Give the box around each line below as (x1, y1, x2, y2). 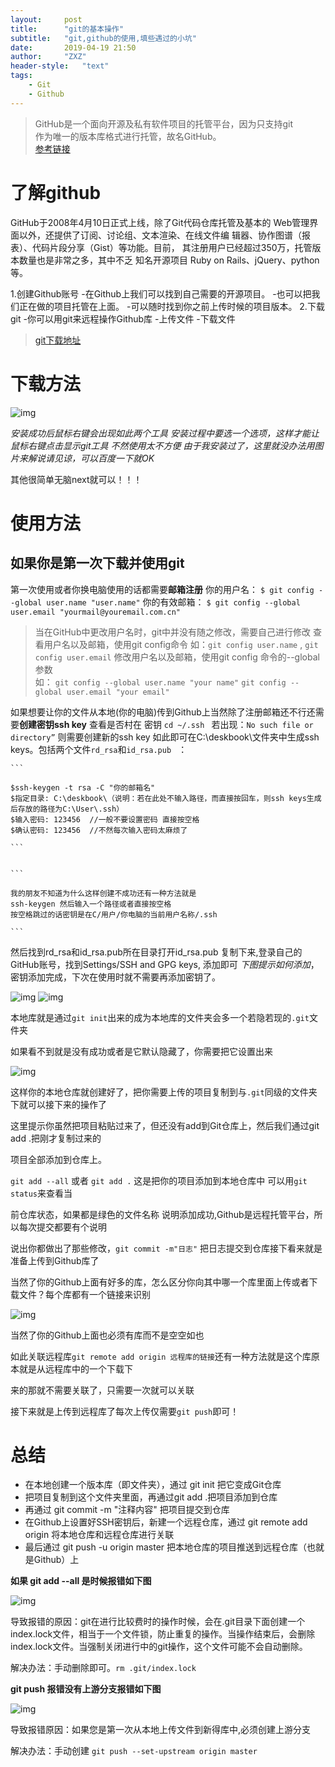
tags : (10, 71, 33, 81)
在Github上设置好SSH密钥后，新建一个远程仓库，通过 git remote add (24, 1516, 308, 1528)
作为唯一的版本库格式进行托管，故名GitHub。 (34, 130, 222, 142)
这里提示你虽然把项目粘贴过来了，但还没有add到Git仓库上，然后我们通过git (10, 1119, 320, 1131)
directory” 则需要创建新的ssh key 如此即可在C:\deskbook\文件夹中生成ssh (10, 731, 320, 743)
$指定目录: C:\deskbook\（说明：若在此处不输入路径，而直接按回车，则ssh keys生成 (10, 793, 322, 803)
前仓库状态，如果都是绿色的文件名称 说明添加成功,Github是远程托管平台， (10, 1208, 315, 1220)
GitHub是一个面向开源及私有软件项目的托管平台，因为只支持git (34, 117, 294, 130)
